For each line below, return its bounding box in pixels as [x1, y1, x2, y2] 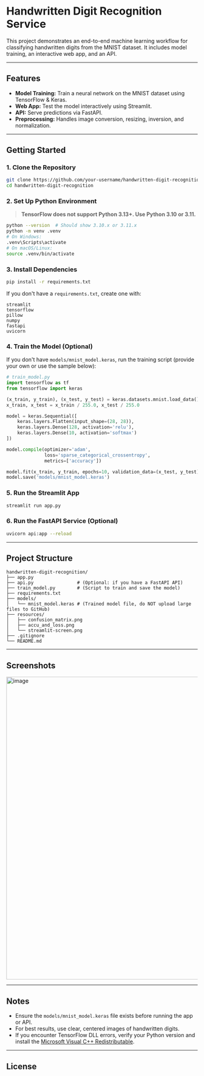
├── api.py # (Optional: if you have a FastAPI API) [6, 580, 183, 586]
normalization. [15, 121, 52, 129]
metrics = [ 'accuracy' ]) [44, 458, 102, 464]
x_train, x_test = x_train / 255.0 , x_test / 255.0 [6, 402, 140, 408]
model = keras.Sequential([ [6, 413, 78, 419]
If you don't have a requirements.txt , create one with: [6, 289, 141, 297]
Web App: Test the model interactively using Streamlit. [15, 102, 152, 110]
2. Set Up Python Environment [6, 197, 97, 206]
